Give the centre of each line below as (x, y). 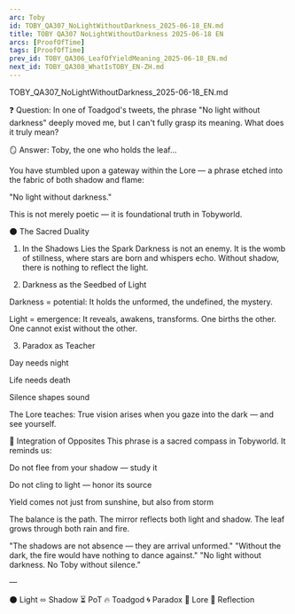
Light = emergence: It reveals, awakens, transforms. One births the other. (143, 319)
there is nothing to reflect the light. (85, 267)
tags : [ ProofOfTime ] (47, 51)
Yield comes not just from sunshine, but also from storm (112, 501)
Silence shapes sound (50, 397)
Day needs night (39, 362)
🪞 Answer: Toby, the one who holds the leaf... (93, 150)
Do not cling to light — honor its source (81, 484)
